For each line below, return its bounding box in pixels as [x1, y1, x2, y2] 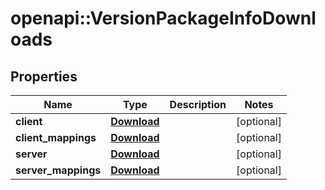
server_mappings [15, 163, 102, 177]
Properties [10, 68, 78, 85]
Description [169, 98, 227, 111]
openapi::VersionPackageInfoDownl [10, 7, 317, 30]
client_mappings [15, 131, 97, 144]
